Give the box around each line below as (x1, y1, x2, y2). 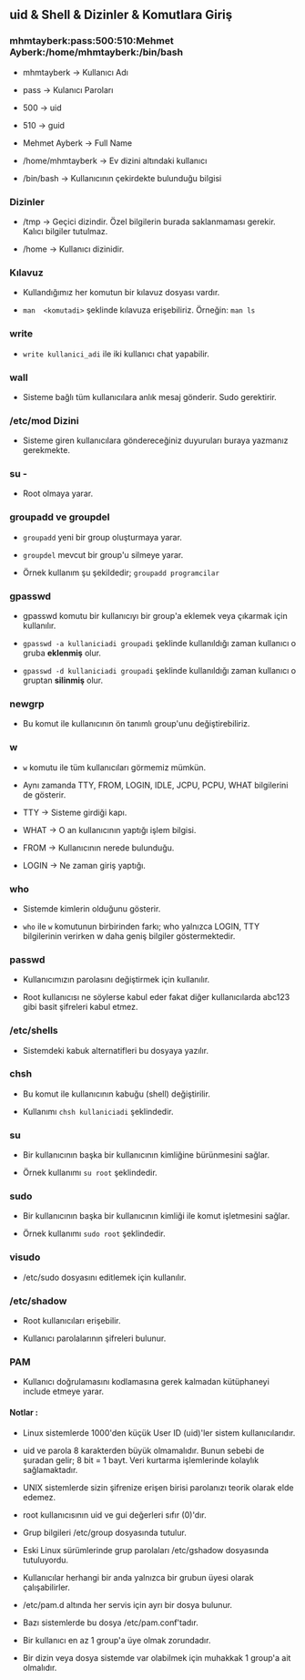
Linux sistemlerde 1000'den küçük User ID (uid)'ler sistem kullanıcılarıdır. (22, 1427, 296, 1438)
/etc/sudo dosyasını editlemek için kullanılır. (22, 1272, 187, 1283)
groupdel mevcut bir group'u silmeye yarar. (22, 549, 184, 560)
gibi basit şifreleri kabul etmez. (22, 1002, 138, 1013)
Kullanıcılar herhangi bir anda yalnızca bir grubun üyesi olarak (22, 1572, 254, 1582)
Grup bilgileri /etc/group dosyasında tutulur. (22, 1527, 187, 1538)
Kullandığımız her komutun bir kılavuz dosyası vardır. (22, 287, 220, 298)
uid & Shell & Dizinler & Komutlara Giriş (9, 7, 233, 23)
